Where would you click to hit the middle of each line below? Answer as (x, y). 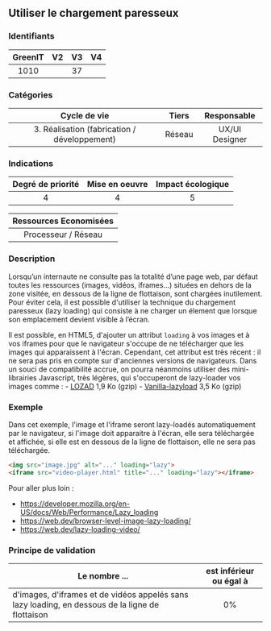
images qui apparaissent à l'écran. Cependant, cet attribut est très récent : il (135, 352)
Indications (31, 163)
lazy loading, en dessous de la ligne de (86, 604)
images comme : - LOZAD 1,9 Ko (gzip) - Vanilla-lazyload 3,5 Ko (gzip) (125, 386)
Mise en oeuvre (118, 185)
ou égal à (230, 581)
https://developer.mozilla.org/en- (75, 504)
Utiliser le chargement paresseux (94, 13)
